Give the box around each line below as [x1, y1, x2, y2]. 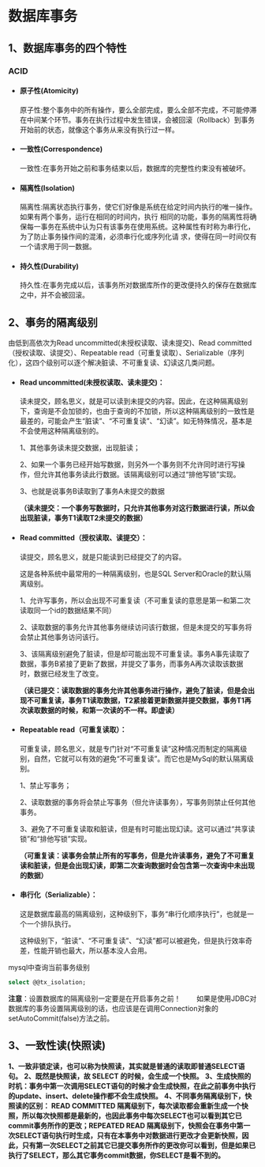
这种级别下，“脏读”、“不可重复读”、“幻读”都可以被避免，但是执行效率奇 [19, 935, 252, 945]
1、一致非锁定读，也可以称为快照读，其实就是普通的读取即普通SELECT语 [8, 1061, 245, 1070]
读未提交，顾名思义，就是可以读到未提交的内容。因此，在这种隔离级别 [19, 396, 248, 406]
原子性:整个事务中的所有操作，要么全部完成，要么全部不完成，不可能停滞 [19, 104, 257, 115]
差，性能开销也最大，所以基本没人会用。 [19, 945, 151, 955]
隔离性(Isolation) [19, 183, 75, 192]
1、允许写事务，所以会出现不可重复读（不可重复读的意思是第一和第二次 [19, 595, 251, 605]
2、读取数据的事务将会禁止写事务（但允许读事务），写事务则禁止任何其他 [19, 797, 256, 807]
